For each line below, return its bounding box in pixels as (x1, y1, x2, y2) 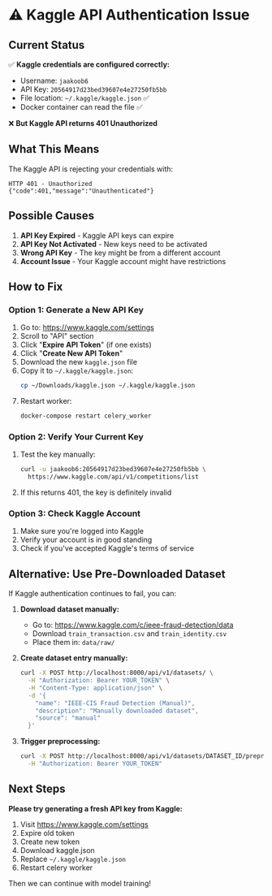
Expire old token (19, 828, 75, 838)
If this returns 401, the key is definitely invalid (19, 487, 172, 497)
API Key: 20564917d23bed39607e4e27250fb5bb (19, 84, 167, 94)
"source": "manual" (35, 714, 101, 722)
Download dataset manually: (19, 604, 119, 614)
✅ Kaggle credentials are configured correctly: (8, 59, 171, 69)
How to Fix (8, 280, 63, 294)
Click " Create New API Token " (19, 348, 123, 358)
